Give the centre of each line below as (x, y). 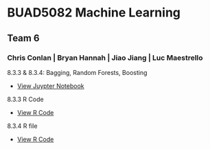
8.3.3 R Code (25, 99)
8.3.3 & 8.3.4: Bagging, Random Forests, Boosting (77, 72)
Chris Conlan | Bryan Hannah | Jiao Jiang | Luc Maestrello (105, 58)
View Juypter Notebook (50, 86)
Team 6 (23, 38)
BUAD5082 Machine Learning (94, 13)
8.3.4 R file (22, 126)
